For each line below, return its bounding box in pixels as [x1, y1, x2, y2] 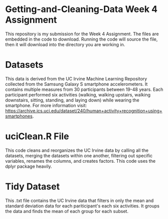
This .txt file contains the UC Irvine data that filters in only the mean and [5, 197, 154, 203]
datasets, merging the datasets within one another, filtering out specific [5, 152, 153, 159]
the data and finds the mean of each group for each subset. [5, 208, 129, 214]
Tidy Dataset [5, 181, 60, 192]
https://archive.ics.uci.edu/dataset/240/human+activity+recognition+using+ [5, 107, 162, 114]
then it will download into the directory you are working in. [5, 41, 125, 47]
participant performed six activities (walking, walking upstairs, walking [5, 91, 151, 97]
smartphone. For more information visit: [5, 102, 87, 108]
